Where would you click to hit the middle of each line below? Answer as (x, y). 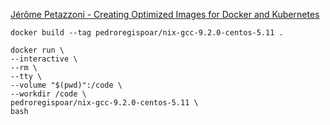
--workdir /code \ (48, 94)
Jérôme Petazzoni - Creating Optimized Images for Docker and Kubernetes (165, 14)
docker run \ (37, 50)
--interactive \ (44, 59)
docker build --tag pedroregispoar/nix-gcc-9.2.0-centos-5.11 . (147, 33)
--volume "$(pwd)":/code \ (66, 85)
